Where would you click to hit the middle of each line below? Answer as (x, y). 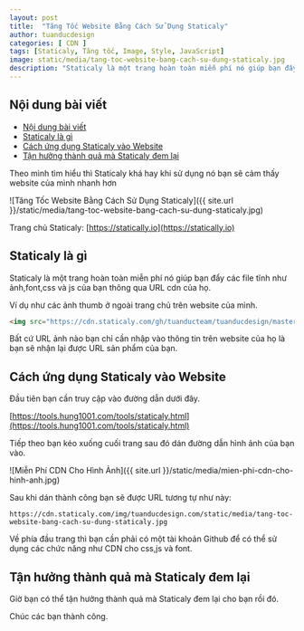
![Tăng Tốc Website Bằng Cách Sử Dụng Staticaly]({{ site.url (121, 200)
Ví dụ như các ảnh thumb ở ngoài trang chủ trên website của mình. (133, 305)
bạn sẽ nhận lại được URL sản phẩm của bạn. (94, 349)
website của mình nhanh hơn (63, 183)
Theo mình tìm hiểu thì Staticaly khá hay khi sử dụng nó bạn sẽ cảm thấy (144, 173)
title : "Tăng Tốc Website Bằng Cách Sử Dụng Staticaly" (119, 26)
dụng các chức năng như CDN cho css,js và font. (101, 549)
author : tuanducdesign (52, 34)
